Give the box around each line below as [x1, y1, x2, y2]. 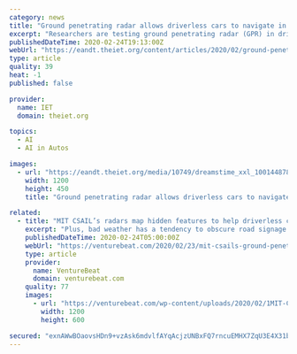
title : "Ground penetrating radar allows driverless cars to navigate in [9, 21, 287, 30]
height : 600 [41, 315, 86, 324]
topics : [9, 127, 38, 136]
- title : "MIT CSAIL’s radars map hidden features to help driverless [17, 217, 283, 226]
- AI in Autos [17, 143, 69, 153]
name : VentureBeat [32, 266, 101, 275]
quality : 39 [9, 63, 53, 72]
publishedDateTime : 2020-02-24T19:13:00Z [9, 37, 164, 47]
